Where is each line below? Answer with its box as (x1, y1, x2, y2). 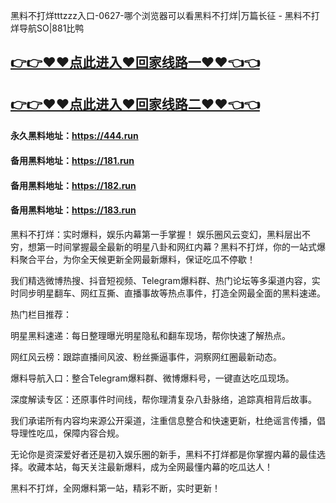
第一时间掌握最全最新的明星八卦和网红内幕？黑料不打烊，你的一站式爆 (36, 240, 326, 253)
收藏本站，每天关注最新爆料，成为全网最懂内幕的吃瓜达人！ (27, 460, 273, 473)
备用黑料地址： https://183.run (10, 204, 137, 216)
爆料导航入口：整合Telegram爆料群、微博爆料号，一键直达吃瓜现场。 (10, 372, 295, 384)
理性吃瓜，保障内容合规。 (18, 427, 125, 439)
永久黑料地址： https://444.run (10, 130, 139, 142)
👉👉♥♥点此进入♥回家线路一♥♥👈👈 (10, 54, 260, 71)
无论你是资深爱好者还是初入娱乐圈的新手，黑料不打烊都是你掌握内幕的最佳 (10, 448, 317, 460)
